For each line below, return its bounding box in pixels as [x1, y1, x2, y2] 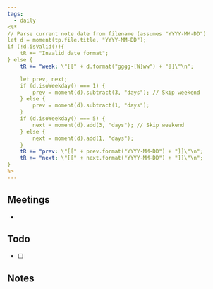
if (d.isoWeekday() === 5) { [20, 115, 106, 122]
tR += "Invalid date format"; [20, 50, 109, 57]
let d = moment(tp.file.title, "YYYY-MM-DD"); [7, 37, 147, 44]
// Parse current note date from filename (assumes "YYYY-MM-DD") [7, 30, 207, 37]
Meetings [7, 194, 51, 206]
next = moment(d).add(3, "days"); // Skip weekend [32, 122, 185, 129]
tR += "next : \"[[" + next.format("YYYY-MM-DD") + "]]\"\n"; [20, 155, 203, 162]
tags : [7, 10, 23, 18]
